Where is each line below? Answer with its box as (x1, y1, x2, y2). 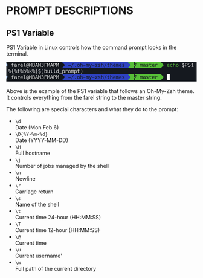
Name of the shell (14, 201, 59, 208)
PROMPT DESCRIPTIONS (6, 4, 134, 18)
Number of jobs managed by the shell (14, 162, 109, 169)
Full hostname (14, 149, 50, 157)
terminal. (6, 50, 28, 57)
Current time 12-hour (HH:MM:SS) (14, 226, 100, 233)
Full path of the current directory (14, 265, 97, 272)
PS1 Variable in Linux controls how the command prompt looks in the (6, 44, 177, 51)
